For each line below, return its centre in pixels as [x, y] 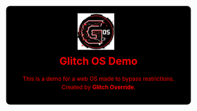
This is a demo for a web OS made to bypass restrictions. [98, 79]
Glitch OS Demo [98, 61]
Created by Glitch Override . [98, 87]
